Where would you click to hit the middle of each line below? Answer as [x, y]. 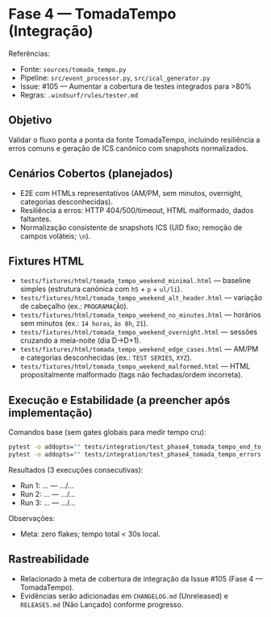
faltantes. [36, 219]
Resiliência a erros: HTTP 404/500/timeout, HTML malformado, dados [137, 210]
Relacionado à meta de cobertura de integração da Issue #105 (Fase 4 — [141, 578]
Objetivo [30, 121]
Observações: [31, 518]
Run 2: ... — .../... [48, 494]
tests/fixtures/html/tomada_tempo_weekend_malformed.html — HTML [135, 366]
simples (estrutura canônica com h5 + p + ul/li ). [101, 289]
